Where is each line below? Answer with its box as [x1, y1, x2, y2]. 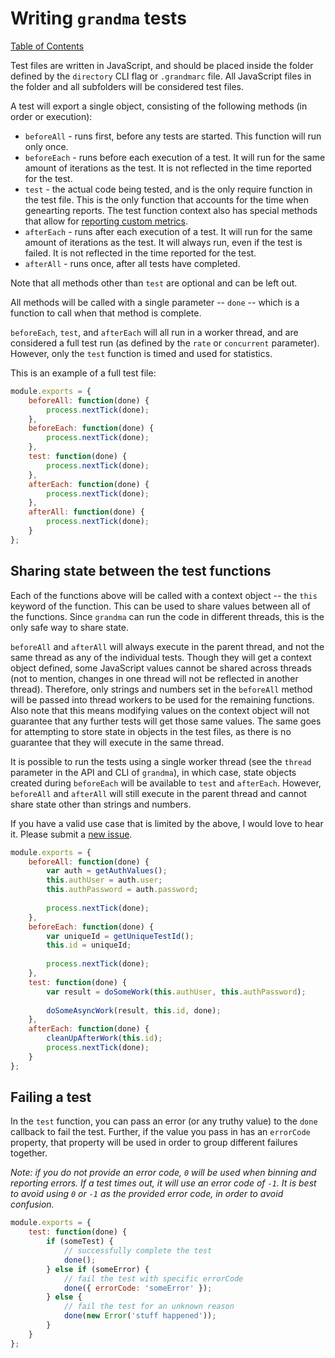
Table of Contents [10, 40, 85, 52]
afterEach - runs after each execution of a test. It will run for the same [24, 225, 313, 237]
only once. [24, 140, 69, 152]
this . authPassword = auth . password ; [46, 885, 199, 895]
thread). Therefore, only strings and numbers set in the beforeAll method [10, 683, 313, 695]
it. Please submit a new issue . [10, 828, 133, 840]
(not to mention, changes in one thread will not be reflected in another [10, 672, 299, 684]
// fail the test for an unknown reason [63, 1302, 235, 1312]
